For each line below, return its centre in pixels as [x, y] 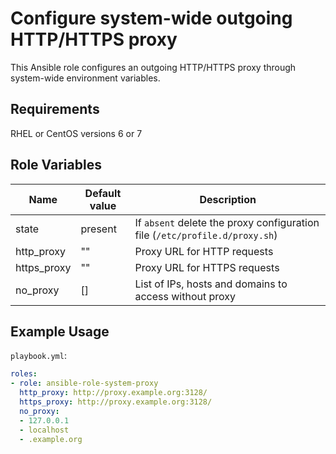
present [98, 229]
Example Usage [60, 331]
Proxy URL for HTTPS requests [207, 267]
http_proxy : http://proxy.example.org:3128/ [113, 393]
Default [103, 193]
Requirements [55, 109]
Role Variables [56, 165]
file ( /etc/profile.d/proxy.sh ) [206, 235]
